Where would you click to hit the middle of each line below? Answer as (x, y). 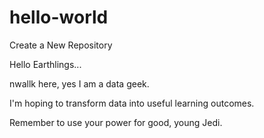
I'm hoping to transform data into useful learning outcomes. (132, 103)
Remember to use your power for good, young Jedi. (116, 122)
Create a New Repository (61, 45)
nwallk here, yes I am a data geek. (79, 83)
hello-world (59, 17)
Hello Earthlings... (45, 64)
